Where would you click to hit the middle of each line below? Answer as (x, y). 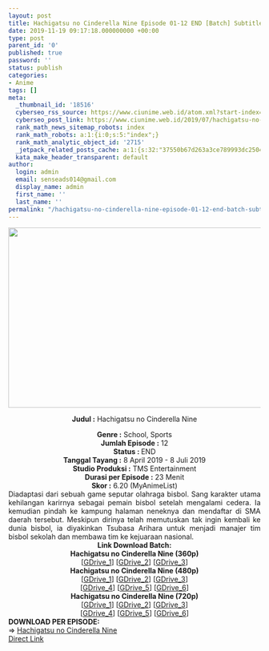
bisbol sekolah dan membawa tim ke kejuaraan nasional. (101, 536)
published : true (35, 53)
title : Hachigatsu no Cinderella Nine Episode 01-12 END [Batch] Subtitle (136, 23)
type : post (26, 38)
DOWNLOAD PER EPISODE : (54, 622)
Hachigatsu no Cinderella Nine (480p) (134, 571)
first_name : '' (41, 194)
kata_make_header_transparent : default (82, 157)
